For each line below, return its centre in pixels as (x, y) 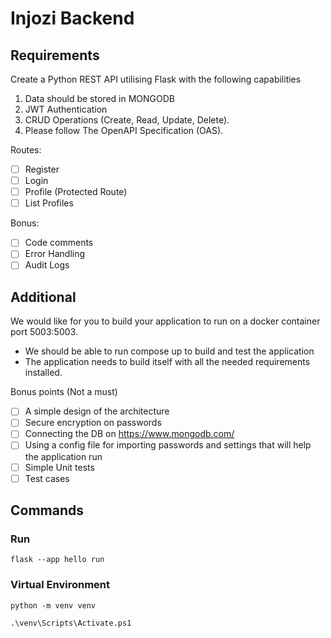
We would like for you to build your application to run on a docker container (165, 321)
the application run (63, 456)
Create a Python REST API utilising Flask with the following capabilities (156, 79)
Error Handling (55, 254)
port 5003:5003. (44, 332)
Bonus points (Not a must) (64, 392)
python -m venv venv (53, 605)
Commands (47, 510)
